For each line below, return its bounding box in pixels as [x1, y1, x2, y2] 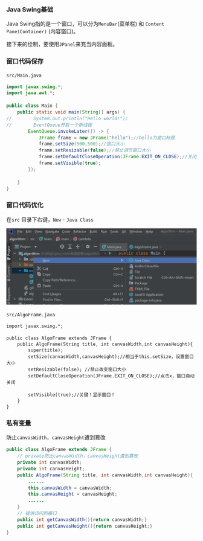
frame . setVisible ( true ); [38, 160, 101, 167]
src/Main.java [6, 72, 42, 78]
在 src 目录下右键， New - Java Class [6, 216, 94, 223]
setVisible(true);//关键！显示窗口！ [28, 392, 116, 398]
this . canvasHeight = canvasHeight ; [28, 491, 118, 498]
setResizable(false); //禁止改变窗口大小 [28, 367, 127, 373]
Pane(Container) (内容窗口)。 [6, 28, 79, 35]
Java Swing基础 [6, 5, 54, 13]
